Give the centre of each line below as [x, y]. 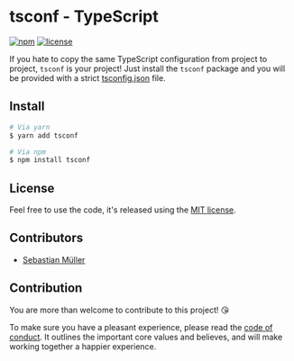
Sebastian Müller [54, 259]
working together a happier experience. [83, 346]
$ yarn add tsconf [44, 135]
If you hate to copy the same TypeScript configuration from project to [138, 59]
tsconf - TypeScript [84, 17]
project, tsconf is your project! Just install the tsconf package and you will [147, 68]
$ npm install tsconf [50, 160]
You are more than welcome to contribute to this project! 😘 [119, 310]
